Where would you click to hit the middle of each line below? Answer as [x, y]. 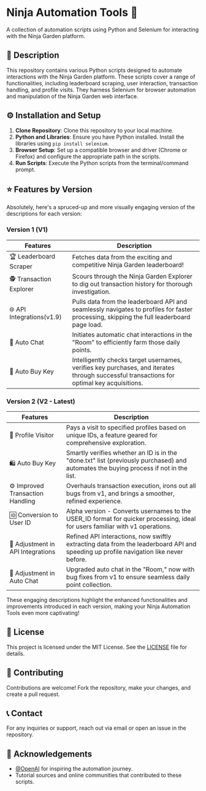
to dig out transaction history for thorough [132, 284]
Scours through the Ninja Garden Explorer [132, 276]
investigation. [91, 291]
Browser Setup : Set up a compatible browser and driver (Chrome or [101, 150]
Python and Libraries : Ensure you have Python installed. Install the [100, 137]
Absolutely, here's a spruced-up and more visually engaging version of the [101, 207]
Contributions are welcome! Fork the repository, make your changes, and [99, 687]
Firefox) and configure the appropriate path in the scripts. [88, 156]
